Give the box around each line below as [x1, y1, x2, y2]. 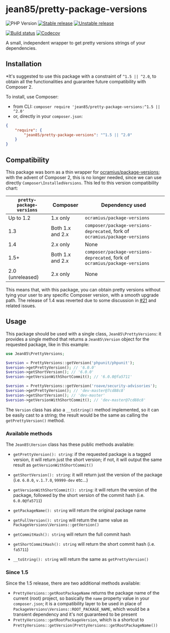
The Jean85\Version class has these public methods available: [6, 441, 135, 447]
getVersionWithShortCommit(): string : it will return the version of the [13, 487, 157, 493]
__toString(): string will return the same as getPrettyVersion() [13, 556, 149, 562]
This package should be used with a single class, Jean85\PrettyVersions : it [6, 330, 161, 336]
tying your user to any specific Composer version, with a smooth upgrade [6, 292, 159, 298]
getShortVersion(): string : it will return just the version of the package [13, 472, 163, 478]
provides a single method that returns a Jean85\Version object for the [6, 336, 149, 342]
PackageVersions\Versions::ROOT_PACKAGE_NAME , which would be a [13, 606, 150, 612]
